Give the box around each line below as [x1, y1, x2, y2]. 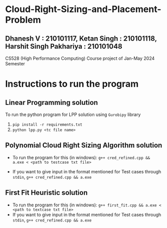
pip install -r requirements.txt [12, 122, 83, 127]
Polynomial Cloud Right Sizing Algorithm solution [5, 141, 162, 150]
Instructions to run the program [5, 78, 139, 90]
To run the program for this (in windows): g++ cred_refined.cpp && [12, 154, 150, 160]
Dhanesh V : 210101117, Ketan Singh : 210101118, [5, 34, 157, 43]
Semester [5, 61, 25, 66]
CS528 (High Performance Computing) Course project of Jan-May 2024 [5, 55, 155, 61]
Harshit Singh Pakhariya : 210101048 [5, 42, 123, 51]
